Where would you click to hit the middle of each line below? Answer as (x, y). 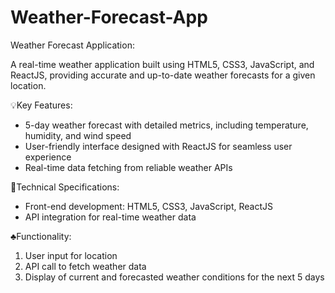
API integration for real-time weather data (110, 217)
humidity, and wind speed (78, 135)
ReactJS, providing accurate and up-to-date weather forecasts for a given (163, 75)
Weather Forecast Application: (72, 45)
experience (48, 157)
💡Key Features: (41, 105)
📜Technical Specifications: (65, 187)
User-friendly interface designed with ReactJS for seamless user (158, 146)
